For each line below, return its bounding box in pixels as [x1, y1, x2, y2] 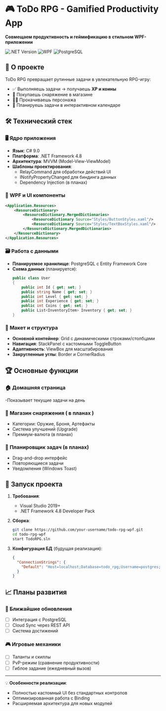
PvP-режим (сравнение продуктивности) [12, 659, 100, 665]
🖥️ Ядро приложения [5, 135, 56, 142]
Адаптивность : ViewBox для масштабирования [12, 346, 113, 352]
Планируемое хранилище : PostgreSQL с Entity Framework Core [12, 261, 147, 267]
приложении [5, 39, 33, 45]
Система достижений [12, 628, 58, 634]
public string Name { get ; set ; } [21, 289, 92, 294]
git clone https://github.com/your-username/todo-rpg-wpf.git [12, 527, 143, 532]
